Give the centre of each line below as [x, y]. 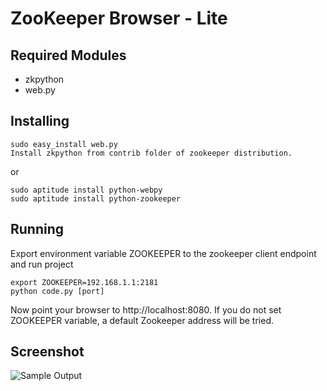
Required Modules [68, 55]
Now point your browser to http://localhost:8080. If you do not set [146, 309]
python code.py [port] [57, 291]
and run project [42, 264]
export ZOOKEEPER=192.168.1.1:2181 [84, 282]
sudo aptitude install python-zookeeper [96, 198]
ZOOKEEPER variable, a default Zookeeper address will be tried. [142, 320]
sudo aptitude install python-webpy [86, 190]
